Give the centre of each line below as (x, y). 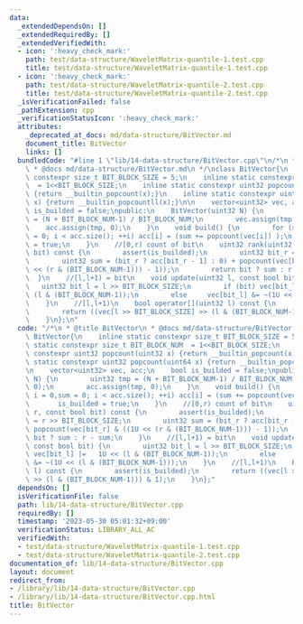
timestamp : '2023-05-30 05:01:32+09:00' (94, 522)
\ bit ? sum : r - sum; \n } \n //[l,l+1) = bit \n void (147, 438)
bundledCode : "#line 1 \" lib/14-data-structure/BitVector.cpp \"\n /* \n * (157, 160)
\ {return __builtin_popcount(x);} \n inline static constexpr (151, 194)
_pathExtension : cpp (56, 110)
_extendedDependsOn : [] (62, 26)
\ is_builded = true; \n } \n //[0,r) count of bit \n (149, 404)
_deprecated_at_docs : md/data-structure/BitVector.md (129, 135)
